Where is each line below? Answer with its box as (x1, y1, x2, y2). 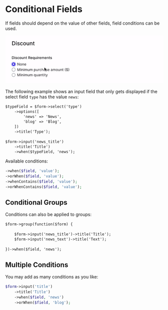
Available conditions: (5, 158, 48, 164)
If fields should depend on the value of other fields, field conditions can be (5, 20, 160, 26)
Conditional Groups (5, 198, 68, 207)
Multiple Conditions (5, 260, 68, 269)
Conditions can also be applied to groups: (5, 212, 92, 218)
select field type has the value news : (5, 94, 79, 100)
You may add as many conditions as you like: (5, 274, 99, 280)
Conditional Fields (5, 4, 83, 15)
